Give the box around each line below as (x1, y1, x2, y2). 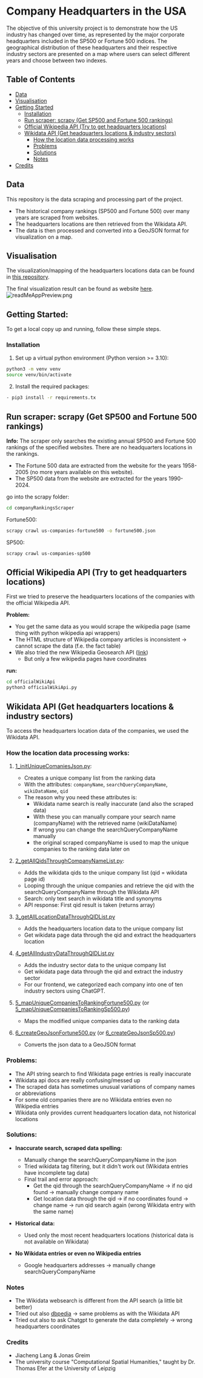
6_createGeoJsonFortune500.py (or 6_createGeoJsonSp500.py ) (15, 1029, 176, 1037)
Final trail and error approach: (24, 1175, 99, 1183)
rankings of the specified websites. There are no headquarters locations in (6, 443, 193, 451)
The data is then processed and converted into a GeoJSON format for (15, 226, 190, 234)
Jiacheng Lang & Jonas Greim (15, 1352, 90, 1359)
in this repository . (6, 273, 50, 281)
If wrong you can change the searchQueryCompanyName (33, 826, 178, 833)
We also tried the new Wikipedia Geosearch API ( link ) (15, 649, 148, 656)
